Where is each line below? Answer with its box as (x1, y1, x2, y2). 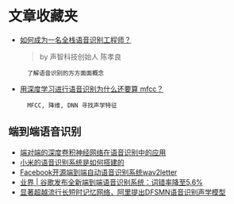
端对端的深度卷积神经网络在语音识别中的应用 (19, 148, 167, 157)
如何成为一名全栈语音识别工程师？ (19, 35, 132, 44)
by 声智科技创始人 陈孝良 (39, 52, 121, 61)
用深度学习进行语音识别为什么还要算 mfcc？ (19, 84, 164, 94)
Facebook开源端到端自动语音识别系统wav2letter (19, 167, 178, 177)
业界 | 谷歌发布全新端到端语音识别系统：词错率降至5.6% (19, 177, 204, 187)
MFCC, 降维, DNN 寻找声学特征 (27, 101, 117, 110)
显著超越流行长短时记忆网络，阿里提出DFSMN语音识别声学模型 (19, 187, 226, 197)
